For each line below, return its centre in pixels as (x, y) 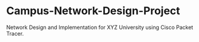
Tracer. (15, 33)
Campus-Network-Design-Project (93, 11)
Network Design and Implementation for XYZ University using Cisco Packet (100, 27)
